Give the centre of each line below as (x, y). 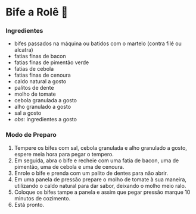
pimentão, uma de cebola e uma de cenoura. (69, 166)
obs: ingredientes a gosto (45, 119)
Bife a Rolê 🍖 (37, 12)
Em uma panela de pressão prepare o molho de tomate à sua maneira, (100, 179)
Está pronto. (29, 204)
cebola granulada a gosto (46, 100)
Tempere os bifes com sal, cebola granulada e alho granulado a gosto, (100, 147)
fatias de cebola (34, 69)
